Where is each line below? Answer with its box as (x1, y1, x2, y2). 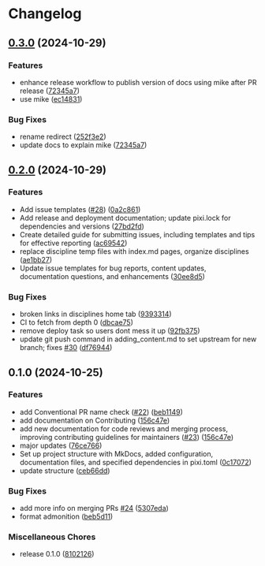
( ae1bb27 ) (19, 255, 53, 264)
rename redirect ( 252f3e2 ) (19, 132, 106, 142)
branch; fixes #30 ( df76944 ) (19, 343, 113, 352)
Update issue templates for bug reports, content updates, (19, 263, 207, 273)
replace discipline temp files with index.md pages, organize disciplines (19, 246, 250, 256)
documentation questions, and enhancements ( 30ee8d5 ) (19, 271, 205, 281)
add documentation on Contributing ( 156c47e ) (19, 415, 170, 425)
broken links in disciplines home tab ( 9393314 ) (19, 309, 172, 319)
